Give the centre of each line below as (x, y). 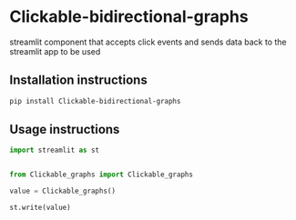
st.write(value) (40, 208)
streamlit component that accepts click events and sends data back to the (148, 42)
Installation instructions (78, 80)
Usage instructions (65, 130)
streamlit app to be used (55, 51)
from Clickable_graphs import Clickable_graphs (102, 175)
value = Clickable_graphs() (63, 191)
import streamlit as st (55, 150)
